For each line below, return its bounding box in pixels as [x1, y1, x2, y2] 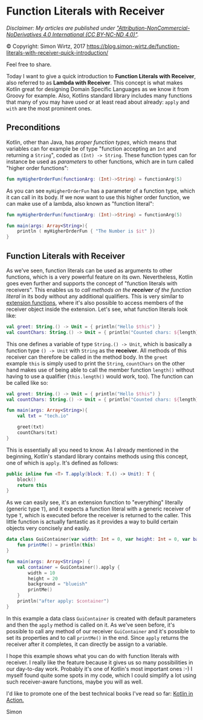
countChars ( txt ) [17, 430, 59, 436]
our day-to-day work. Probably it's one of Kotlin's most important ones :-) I [6, 665, 193, 672]
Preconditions [6, 123, 60, 133]
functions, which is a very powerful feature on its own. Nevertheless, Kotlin [6, 273, 193, 280]
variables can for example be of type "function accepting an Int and [6, 144, 177, 152]
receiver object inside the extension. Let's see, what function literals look [6, 305, 188, 313]
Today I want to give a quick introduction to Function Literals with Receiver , [6, 72, 196, 80]
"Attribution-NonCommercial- [116, 24, 190, 32]
